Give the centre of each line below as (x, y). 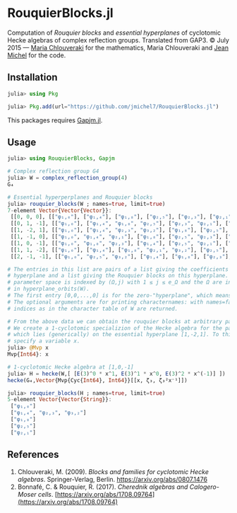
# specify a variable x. (44, 341)
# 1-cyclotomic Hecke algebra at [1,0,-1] (71, 367)
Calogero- (205, 487)
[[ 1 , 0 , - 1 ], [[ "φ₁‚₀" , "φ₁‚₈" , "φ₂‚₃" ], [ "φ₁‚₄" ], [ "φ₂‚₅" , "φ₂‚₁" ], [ (120, 243)
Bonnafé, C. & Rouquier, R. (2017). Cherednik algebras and (103, 487)
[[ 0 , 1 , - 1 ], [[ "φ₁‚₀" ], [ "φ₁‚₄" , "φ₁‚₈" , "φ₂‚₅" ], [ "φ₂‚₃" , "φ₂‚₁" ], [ (120, 224)
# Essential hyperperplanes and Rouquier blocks (80, 197)
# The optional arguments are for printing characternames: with (105, 302)
